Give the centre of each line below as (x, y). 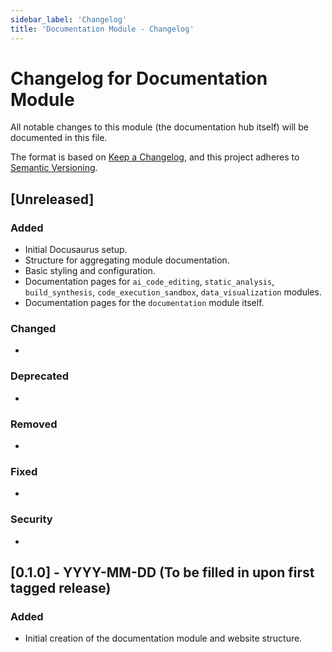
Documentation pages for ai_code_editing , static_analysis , (149, 282)
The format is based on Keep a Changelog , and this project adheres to (155, 157)
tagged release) (61, 588)
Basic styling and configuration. (90, 271)
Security (31, 519)
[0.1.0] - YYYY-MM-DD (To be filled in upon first (162, 572)
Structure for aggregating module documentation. (127, 260)
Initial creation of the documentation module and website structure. (163, 638)
